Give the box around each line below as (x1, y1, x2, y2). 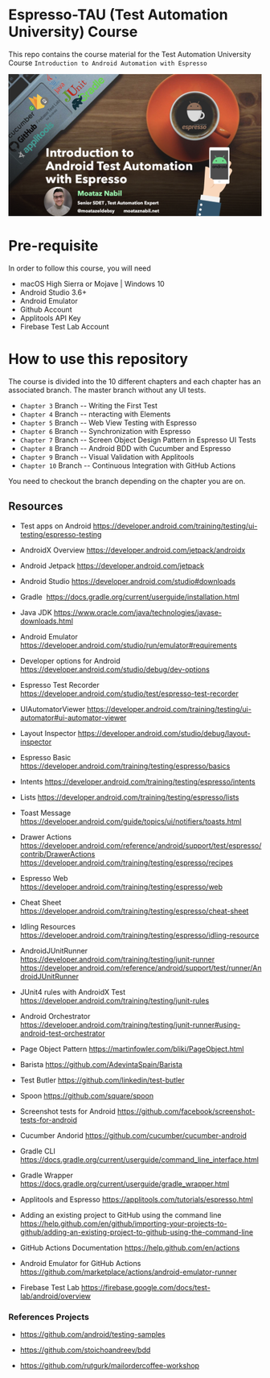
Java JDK (19, 607, 52, 617)
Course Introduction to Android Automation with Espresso (8, 58, 207, 68)
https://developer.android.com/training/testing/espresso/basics (19, 761, 231, 771)
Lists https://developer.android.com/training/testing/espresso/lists (19, 792, 239, 802)
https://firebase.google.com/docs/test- (81, 1282, 211, 1292)
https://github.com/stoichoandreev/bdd (19, 1345, 151, 1355)
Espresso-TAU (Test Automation (8, 6, 228, 24)
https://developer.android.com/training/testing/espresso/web (19, 882, 223, 892)
